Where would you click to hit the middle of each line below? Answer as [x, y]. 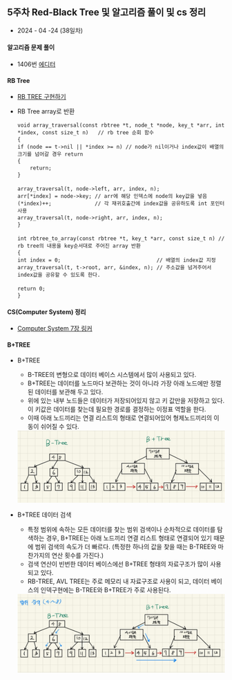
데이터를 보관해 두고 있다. [69, 392]
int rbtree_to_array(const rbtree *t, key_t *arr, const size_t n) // [121, 239]
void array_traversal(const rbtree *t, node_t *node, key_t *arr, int [121, 126]
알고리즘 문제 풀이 [31, 48]
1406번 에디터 [36, 64]
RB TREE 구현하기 [42, 97]
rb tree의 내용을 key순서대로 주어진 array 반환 [79, 246]
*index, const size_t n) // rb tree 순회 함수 [85, 133]
